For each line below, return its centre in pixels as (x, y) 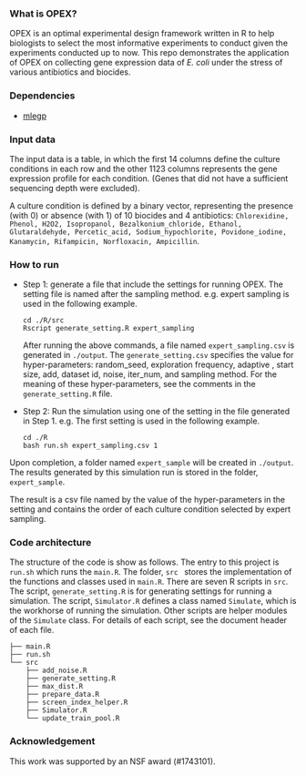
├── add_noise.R (57, 671)
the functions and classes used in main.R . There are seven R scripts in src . (149, 582)
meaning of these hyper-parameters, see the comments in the (139, 384)
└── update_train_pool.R (73, 719)
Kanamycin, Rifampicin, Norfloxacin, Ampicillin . (105, 240)
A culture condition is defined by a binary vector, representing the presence (152, 205)
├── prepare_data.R (63, 695)
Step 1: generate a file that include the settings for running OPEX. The (153, 284)
